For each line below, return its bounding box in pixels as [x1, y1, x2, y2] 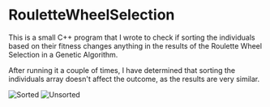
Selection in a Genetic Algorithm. [8, 49, 118, 59]
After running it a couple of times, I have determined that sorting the [8, 65, 236, 75]
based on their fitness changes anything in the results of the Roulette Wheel [8, 41, 262, 50]
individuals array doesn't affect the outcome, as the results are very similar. [8, 74, 260, 83]
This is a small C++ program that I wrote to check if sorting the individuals [8, 32, 255, 42]
